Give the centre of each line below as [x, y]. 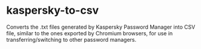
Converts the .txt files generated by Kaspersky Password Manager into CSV [101, 27]
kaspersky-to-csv [53, 10]
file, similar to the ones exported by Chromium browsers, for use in [90, 33]
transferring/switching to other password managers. [71, 39]
